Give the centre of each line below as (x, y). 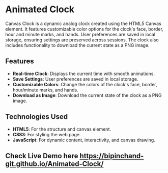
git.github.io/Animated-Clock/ (54, 164)
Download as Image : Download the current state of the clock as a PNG (87, 95)
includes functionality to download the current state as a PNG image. (77, 45)
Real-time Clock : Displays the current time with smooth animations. (84, 73)
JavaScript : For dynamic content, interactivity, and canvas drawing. (84, 140)
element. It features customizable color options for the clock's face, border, (85, 29)
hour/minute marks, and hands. (46, 90)
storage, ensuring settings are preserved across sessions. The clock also (82, 40)
